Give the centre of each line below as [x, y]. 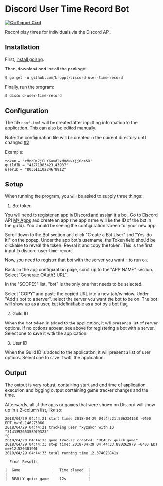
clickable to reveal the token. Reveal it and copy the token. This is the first [79, 245]
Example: [14, 152]
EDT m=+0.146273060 [25, 423]
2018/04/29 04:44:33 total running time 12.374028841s [62, 453]
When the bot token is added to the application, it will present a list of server [81, 323]
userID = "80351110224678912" [36, 169]
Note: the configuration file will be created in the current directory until [76, 137]
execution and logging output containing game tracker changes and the [77, 390]
